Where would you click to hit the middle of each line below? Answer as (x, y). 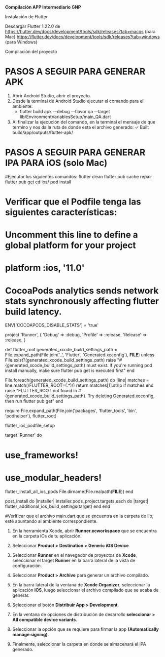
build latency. (33, 311)
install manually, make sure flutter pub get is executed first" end (70, 370)
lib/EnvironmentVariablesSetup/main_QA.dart (65, 117)
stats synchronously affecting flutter (82, 301)
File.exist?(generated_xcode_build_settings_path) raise (61, 360)
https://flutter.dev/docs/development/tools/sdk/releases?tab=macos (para (81, 31)
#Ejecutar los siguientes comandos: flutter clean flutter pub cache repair (79, 176)
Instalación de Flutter (27, 17)
